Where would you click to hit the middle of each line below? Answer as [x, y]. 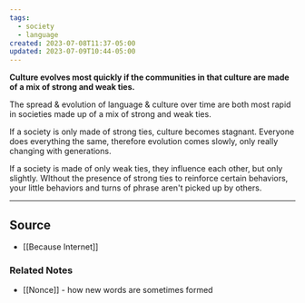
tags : [20, 18]
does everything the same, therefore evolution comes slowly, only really [144, 142]
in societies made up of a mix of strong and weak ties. [110, 114]
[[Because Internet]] [60, 247]
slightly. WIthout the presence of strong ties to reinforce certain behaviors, [149, 179]
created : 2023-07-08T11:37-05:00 [73, 43]
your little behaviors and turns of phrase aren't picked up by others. [136, 188]
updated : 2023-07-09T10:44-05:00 [73, 52]
